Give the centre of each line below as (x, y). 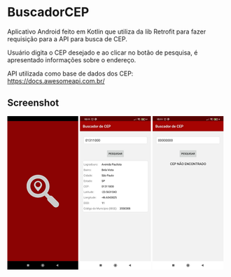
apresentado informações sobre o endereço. (72, 59)
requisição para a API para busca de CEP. (67, 38)
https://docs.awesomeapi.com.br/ (56, 80)
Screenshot (33, 103)
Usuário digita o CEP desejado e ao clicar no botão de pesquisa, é (103, 52)
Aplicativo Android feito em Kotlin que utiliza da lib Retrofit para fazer (107, 31)
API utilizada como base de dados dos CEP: (70, 73)
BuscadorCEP (48, 12)
